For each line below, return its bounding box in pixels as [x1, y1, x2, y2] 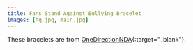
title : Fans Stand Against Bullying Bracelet [7, 10, 141, 17]
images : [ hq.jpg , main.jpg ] [7, 16, 89, 23]
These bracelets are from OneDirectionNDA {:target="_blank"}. [7, 35, 187, 43]
